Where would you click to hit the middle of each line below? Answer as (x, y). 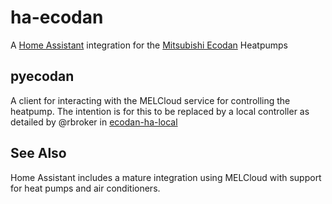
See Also (38, 153)
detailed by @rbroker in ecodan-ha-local (94, 122)
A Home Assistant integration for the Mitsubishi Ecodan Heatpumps (149, 45)
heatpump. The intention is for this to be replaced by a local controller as (160, 111)
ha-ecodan (57, 17)
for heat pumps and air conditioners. (85, 188)
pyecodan (42, 76)
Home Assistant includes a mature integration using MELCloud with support (166, 177)
